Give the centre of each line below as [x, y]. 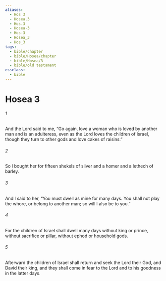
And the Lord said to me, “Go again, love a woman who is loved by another [81, 129]
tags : [11, 47]
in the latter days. [23, 273]
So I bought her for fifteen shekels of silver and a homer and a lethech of [79, 166]
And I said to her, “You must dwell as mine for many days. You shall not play [83, 198]
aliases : [14, 10]
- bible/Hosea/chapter [33, 56]
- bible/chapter [26, 51]
